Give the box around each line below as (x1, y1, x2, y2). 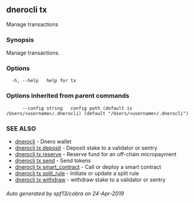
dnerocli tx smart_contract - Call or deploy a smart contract (14, 163, 162, 170)
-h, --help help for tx (11, 78, 77, 84)
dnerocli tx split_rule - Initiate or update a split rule (14, 170, 140, 177)
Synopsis (6, 35, 34, 44)
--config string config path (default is (22, 105, 133, 111)
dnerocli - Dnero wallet (14, 138, 72, 145)
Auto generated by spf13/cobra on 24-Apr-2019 (6, 190, 125, 197)
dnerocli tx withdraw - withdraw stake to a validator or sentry (14, 176, 166, 183)
